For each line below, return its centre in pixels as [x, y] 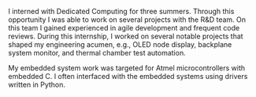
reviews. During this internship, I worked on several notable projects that [126, 36]
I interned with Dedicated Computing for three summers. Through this [121, 11]
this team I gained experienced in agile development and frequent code [124, 28]
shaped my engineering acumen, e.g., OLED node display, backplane [120, 45]
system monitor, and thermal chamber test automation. [97, 53]
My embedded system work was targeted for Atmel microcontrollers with [127, 68]
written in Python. [37, 84]
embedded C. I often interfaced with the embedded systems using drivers [128, 76]
